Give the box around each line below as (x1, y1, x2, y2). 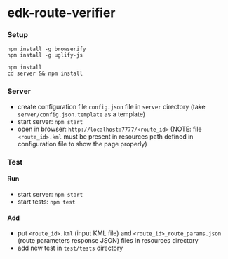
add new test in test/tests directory (17, 244, 123, 253)
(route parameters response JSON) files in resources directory (17, 237, 199, 245)
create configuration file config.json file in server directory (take (17, 102, 206, 111)
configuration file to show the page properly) (17, 139, 147, 148)
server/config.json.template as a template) (17, 110, 146, 118)
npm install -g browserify (7, 45, 86, 53)
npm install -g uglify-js (7, 52, 83, 59)
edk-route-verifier (7, 5, 116, 21)
